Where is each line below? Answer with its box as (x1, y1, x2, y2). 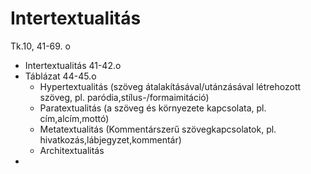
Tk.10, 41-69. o (10, 40, 71, 52)
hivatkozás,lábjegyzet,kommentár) (39, 133, 182, 146)
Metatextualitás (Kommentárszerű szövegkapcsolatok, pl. (39, 123, 277, 135)
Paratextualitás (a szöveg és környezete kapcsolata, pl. (39, 102, 267, 114)
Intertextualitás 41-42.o (24, 59, 122, 71)
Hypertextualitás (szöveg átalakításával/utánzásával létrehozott (39, 80, 302, 92)
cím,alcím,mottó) (39, 112, 110, 124)
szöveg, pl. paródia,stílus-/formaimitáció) (39, 91, 210, 103)
